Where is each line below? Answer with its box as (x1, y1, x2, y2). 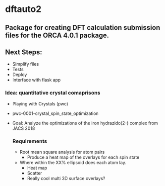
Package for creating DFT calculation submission (5, 23, 160, 32)
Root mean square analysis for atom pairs (19, 149, 105, 155)
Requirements (12, 138, 47, 145)
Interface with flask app (12, 77, 61, 83)
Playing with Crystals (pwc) (12, 100, 68, 106)
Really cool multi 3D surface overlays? (27, 175, 106, 181)
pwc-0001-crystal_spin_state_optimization (12, 110, 99, 116)
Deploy (12, 72, 27, 78)
